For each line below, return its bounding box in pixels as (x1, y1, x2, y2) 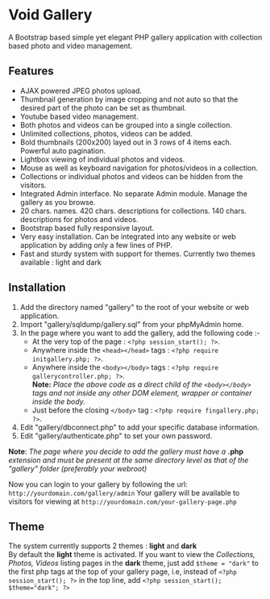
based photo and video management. (8, 40, 133, 50)
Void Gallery (8, 6, 93, 24)
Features (8, 65, 54, 78)
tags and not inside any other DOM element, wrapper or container (31, 387, 252, 397)
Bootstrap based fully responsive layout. (19, 223, 155, 232)
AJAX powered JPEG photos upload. (19, 86, 143, 95)
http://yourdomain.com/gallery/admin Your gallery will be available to (8, 488, 240, 497)
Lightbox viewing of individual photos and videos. (19, 154, 185, 164)
